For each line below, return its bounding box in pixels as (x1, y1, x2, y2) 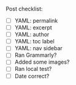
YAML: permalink (14, 17, 58, 24)
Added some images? (14, 58, 70, 66)
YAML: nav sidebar (14, 45, 63, 52)
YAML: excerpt (14, 24, 53, 31)
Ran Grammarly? (14, 51, 57, 59)
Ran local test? (14, 65, 52, 73)
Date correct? (14, 72, 50, 79)
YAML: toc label (14, 38, 55, 45)
